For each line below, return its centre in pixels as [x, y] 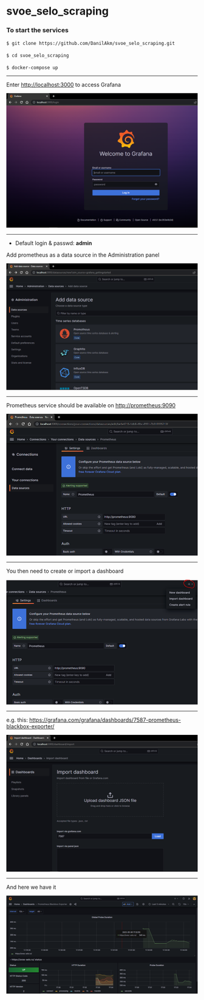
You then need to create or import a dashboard [65, 571]
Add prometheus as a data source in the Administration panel [83, 255]
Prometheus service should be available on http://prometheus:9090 [91, 405]
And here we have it [31, 887]
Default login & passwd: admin [53, 243]
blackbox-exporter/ [30, 726]
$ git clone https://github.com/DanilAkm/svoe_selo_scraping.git [90, 44]
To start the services [37, 30]
